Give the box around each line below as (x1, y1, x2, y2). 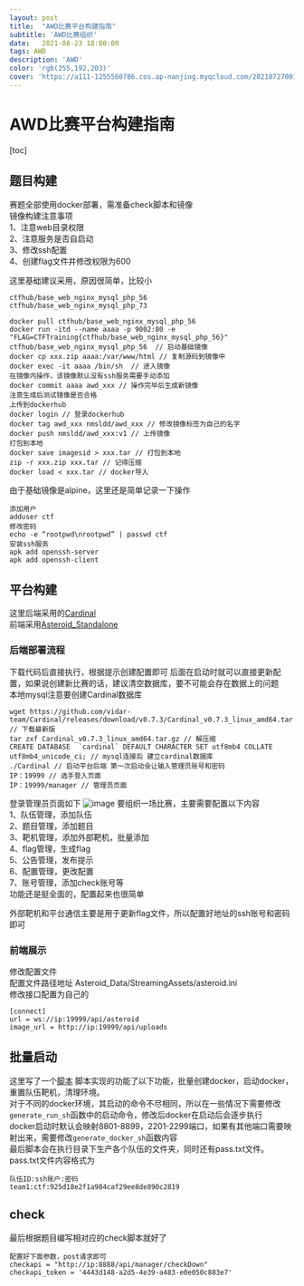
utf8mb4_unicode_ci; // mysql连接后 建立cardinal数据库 (9, 751, 214, 761)
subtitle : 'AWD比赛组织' (9, 30, 98, 39)
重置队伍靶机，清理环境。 (9, 1087, 105, 1097)
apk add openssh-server (9, 547, 100, 556)
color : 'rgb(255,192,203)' (9, 64, 111, 73)
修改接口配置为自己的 (9, 989, 89, 1000)
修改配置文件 (9, 966, 57, 977)
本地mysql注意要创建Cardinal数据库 (9, 689, 142, 700)
